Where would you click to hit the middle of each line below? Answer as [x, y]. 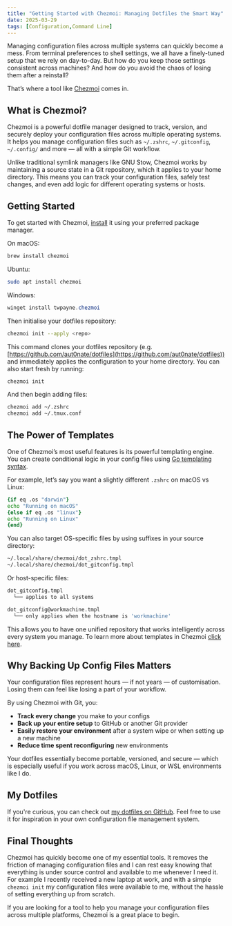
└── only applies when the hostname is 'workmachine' [92, 616]
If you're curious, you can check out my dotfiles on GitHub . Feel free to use [114, 812]
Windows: [21, 295]
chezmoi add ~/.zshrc [38, 407]
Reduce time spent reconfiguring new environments [93, 745]
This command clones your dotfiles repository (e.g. [80, 346]
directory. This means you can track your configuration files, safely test [109, 177]
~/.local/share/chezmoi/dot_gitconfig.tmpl [71, 565]
